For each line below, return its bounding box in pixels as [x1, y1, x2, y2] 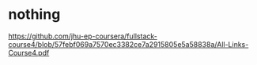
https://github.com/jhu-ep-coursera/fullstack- [8, 31, 158, 41]
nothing [8, 5, 61, 23]
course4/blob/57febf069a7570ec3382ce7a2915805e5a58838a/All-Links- [8, 39, 249, 49]
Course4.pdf [8, 48, 50, 57]
